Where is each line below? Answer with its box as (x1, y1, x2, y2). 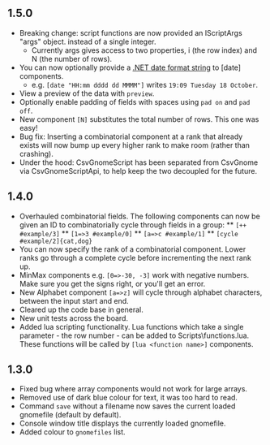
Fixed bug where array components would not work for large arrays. (19, 384, 248, 394)
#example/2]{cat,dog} (19, 237, 92, 245)
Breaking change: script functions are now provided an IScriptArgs (19, 28, 242, 37)
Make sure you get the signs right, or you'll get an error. (19, 279, 206, 288)
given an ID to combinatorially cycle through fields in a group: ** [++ (19, 219, 247, 230)
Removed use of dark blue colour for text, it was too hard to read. (19, 393, 238, 403)
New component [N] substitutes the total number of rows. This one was (19, 114, 259, 124)
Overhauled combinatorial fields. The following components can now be (19, 211, 260, 221)
